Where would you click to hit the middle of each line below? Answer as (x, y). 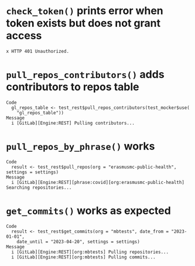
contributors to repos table (73, 87)
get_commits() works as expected (88, 211)
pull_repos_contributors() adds (85, 75)
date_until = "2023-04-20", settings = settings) (78, 241)
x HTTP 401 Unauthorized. (37, 51)
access (24, 36)
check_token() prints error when (85, 11)
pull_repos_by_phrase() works (81, 146)
